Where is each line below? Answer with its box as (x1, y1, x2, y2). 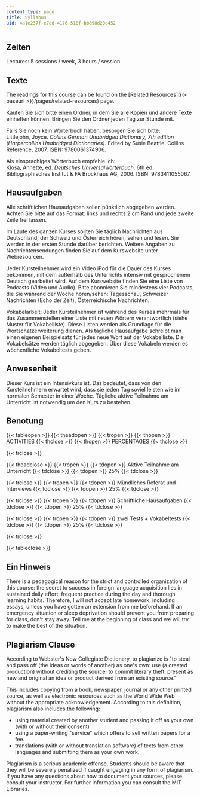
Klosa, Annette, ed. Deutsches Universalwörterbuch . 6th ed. (6, 164, 154, 171)
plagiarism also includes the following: (6, 705, 100, 712)
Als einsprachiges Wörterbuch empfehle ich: (6, 158, 116, 164)
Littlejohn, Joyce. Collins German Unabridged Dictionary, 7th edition (6, 133, 174, 141)
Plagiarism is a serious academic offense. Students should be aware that (6, 760, 185, 767)
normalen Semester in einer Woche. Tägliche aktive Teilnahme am (6, 392, 169, 399)
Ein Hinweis (6, 561, 51, 572)
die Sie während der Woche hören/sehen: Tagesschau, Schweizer (6, 290, 169, 297)
